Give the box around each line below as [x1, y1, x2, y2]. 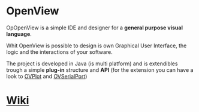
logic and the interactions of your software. [6, 48, 113, 55]
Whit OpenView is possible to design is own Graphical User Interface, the [6, 42, 187, 49]
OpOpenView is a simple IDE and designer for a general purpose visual [6, 24, 183, 31]
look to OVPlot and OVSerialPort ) [6, 72, 88, 80]
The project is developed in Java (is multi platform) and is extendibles [6, 60, 178, 67]
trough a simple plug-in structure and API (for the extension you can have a [6, 66, 194, 73]
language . [6, 30, 32, 37]
